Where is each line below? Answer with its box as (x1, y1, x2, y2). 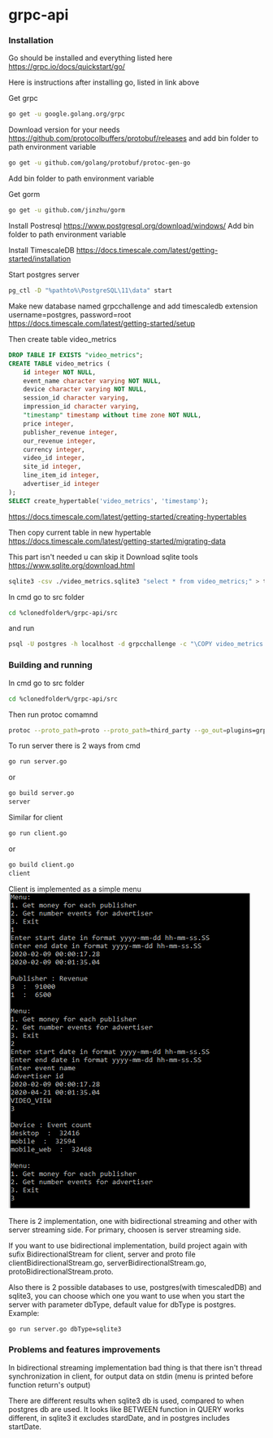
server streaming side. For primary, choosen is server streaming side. (8, 1225, 241, 1235)
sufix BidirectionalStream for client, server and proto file (8, 1249, 197, 1259)
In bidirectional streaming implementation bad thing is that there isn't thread (8, 1362, 262, 1372)
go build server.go (8, 789, 75, 798)
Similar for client (8, 812, 63, 823)
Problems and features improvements (8, 1344, 161, 1356)
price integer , (23, 419, 75, 428)
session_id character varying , (23, 394, 129, 402)
